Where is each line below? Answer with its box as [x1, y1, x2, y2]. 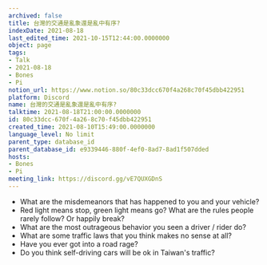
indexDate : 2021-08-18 [8, 26, 84, 34]
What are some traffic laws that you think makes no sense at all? [19, 231, 232, 240]
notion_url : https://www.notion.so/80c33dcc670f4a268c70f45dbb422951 [8, 85, 245, 94]
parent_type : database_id [8, 137, 94, 146]
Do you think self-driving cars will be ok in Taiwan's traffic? [19, 247, 216, 257]
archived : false [8, 11, 62, 20]
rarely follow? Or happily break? [19, 213, 126, 223]
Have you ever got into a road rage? [19, 239, 138, 248]
